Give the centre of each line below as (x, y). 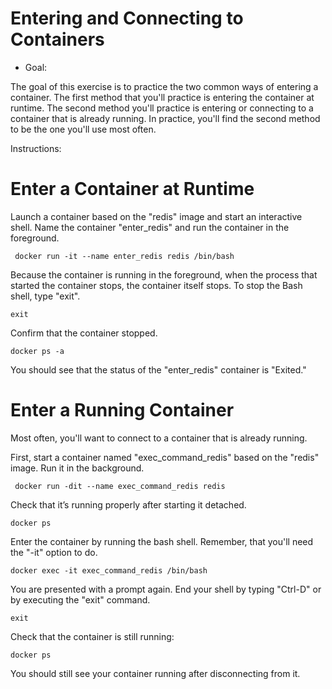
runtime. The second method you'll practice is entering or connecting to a (162, 108)
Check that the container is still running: (92, 636)
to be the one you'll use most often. (83, 129)
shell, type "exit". (45, 296)
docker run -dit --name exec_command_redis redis (120, 486)
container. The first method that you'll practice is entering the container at (162, 97)
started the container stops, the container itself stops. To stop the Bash (156, 285)
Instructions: (36, 148)
